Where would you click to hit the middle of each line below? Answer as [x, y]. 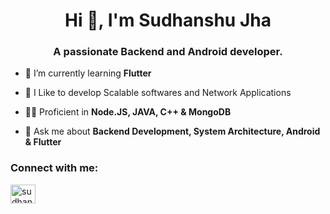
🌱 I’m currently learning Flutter [88, 73]
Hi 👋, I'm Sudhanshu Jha [168, 20]
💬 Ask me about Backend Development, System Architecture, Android [172, 131]
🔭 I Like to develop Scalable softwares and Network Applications [158, 93]
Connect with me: [54, 168]
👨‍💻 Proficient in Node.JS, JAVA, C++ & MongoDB [128, 112]
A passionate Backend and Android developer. [168, 52]
